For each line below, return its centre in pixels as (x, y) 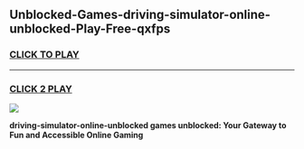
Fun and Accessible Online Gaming (76, 135)
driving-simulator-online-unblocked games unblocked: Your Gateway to (148, 125)
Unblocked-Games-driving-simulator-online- (140, 15)
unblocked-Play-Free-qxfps (90, 29)
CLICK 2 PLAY (41, 88)
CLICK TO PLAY (44, 55)
